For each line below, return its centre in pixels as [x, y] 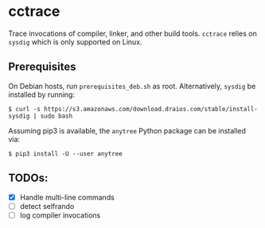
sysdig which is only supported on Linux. [75, 41]
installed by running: [42, 95]
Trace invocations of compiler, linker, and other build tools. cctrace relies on [132, 33]
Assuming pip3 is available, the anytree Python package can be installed [127, 130]
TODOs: [28, 178]
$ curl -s [25, 109]
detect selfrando [47, 206]
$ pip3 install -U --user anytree [66, 153]
